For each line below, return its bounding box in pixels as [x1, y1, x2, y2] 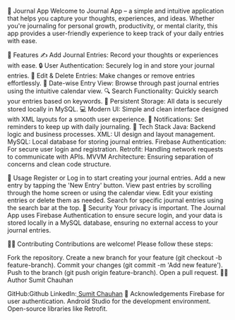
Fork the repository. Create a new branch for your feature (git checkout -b [7, 254, 222, 261]
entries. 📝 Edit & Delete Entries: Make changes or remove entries [7, 71, 195, 80]
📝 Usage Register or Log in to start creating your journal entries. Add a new [7, 173, 226, 182]
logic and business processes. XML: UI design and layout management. [7, 130, 215, 138]
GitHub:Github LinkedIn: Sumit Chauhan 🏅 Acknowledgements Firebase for [7, 290, 225, 297]
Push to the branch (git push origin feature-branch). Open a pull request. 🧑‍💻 [7, 269, 229, 276]
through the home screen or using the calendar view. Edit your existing [7, 189, 213, 197]
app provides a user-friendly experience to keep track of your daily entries [7, 29, 224, 37]
